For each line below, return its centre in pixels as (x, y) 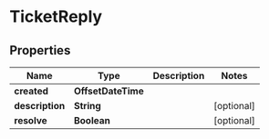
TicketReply (56, 17)
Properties (40, 50)
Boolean (92, 120)
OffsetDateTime (109, 91)
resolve (31, 120)
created (31, 91)
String (88, 106)
